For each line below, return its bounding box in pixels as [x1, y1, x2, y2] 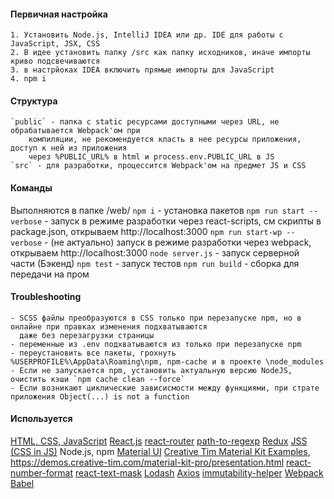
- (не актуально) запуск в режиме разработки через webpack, [44, 236, 312, 248]
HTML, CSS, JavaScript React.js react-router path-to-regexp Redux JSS [10, 435, 308, 447]
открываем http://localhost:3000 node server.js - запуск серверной [10, 246, 300, 259]
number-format [10, 467, 74, 479]
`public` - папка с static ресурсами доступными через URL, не [10, 117, 280, 127]
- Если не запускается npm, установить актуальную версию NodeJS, [10, 365, 293, 375]
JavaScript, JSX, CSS [10, 39, 101, 49]
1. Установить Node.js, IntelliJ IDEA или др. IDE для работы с [10, 30, 284, 40]
